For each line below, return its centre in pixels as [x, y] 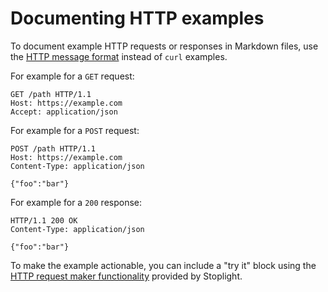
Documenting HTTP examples [137, 18]
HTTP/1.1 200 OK [44, 220]
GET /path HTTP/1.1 [51, 94]
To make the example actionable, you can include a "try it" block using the [163, 265]
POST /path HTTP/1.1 [53, 148]
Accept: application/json [64, 112]
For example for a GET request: [72, 76]
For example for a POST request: [75, 130]
